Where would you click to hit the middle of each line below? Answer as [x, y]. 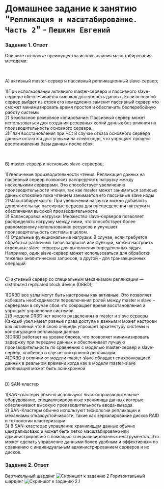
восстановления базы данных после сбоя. [50, 144]
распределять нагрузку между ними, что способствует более [70, 222]
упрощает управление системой [39, 311]
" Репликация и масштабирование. [71, 19]
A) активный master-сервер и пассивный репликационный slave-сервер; [82, 81]
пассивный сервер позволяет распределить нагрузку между [69, 180]
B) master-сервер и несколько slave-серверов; [55, 164]
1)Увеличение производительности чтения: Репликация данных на [75, 174]
